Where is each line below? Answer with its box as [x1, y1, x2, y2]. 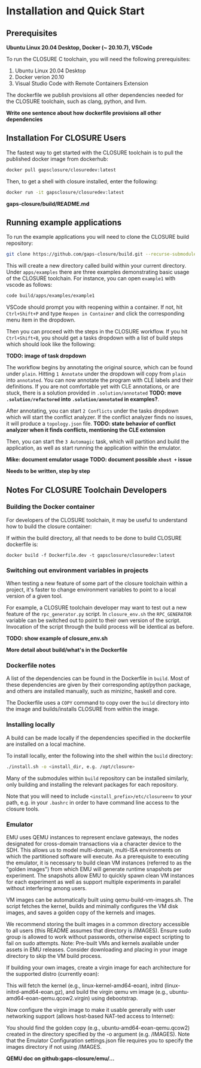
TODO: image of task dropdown [6, 352, 87, 360]
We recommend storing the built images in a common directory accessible [6, 920, 190, 927]
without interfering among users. [6, 884, 87, 891]
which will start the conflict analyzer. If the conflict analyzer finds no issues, [6, 414, 193, 421]
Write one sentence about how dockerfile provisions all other [6, 110, 162, 116]
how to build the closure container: [6, 523, 92, 530]
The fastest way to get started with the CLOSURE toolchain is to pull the [6, 148, 183, 156]
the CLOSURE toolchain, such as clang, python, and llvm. [6, 98, 147, 105]
